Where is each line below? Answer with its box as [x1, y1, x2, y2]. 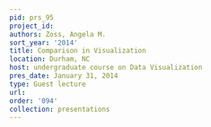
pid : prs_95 [9, 13, 54, 22]
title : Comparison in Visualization [9, 47, 146, 55]
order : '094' [9, 96, 58, 106]
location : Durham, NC [9, 55, 91, 63]
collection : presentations [9, 105, 110, 114]
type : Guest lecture [9, 80, 87, 89]
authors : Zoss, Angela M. [9, 30, 106, 38]
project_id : [9, 21, 54, 30]
